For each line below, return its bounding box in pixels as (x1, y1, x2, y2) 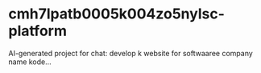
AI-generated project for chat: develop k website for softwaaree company (8, 48, 254, 58)
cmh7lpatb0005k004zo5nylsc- (8, 5, 226, 23)
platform (8, 22, 67, 40)
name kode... (8, 57, 52, 67)
